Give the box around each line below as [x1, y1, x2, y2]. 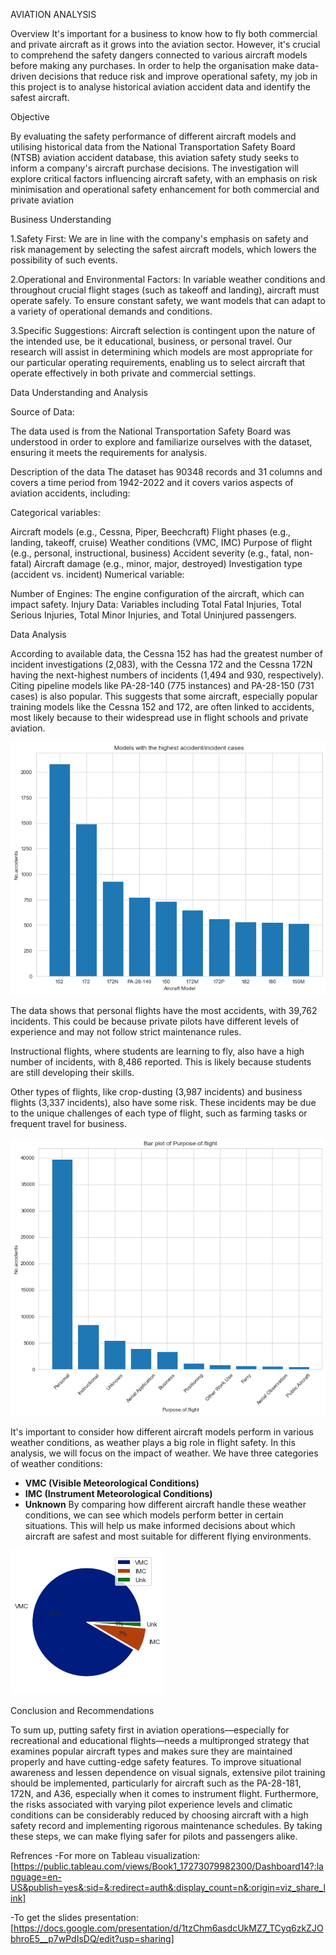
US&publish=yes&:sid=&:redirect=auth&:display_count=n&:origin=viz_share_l [10, 1882, 326, 1894]
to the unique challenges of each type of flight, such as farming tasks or [10, 1107, 308, 1119]
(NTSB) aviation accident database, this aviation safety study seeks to [10, 152, 300, 163]
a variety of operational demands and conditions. [10, 305, 213, 317]
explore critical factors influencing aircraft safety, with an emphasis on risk [10, 173, 318, 184]
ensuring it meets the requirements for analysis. [10, 447, 207, 458]
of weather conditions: [10, 1458, 103, 1470]
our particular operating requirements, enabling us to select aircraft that [10, 357, 306, 368]
